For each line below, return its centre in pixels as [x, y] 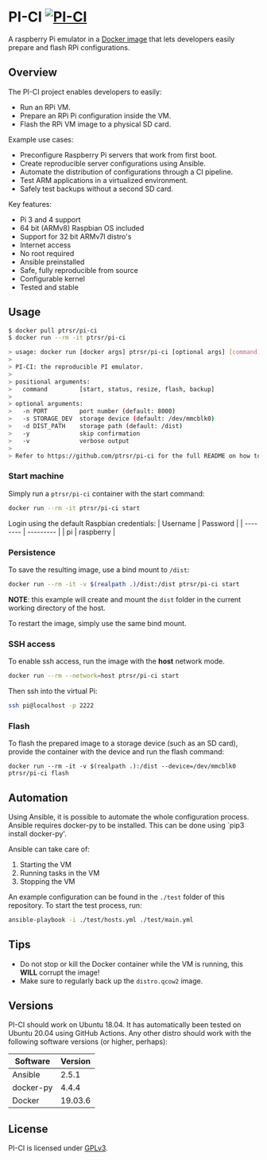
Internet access [45, 245]
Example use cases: [41, 139]
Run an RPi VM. [45, 107]
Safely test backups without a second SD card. [96, 189]
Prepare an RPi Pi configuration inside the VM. [95, 115]
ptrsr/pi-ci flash [39, 773]
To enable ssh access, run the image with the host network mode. [116, 661]
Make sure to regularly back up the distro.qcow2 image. [111, 981]
